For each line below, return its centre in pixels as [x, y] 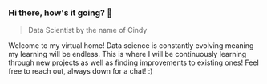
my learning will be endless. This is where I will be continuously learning [127, 54]
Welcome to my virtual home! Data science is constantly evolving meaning [131, 46]
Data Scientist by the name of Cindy [87, 30]
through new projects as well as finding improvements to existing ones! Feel [133, 62]
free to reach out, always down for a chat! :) [81, 71]
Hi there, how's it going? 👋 [61, 13]
